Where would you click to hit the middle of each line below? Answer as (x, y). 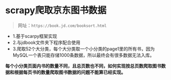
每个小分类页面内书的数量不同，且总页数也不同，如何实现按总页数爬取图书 (83, 66)
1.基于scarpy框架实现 (35, 36)
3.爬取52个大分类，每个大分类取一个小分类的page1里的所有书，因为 (84, 49)
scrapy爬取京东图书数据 (56, 10)
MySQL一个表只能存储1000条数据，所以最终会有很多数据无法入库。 (83, 55)
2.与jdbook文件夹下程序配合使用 (46, 42)
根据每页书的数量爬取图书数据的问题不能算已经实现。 (70, 72)
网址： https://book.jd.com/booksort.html (62, 25)
